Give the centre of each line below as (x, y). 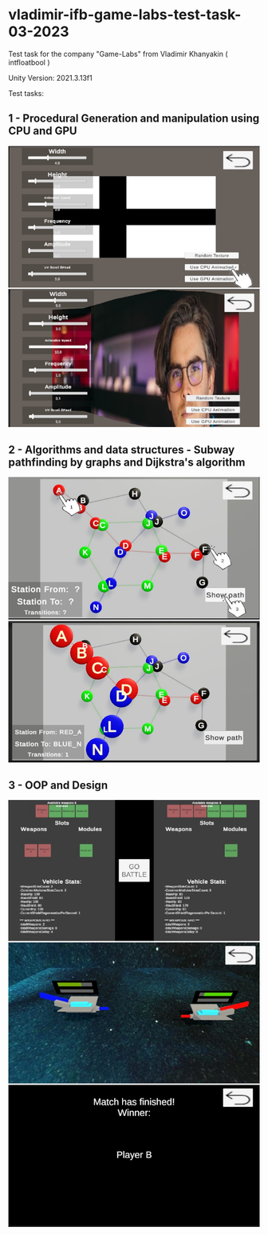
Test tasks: (26, 93)
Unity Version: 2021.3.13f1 (51, 78)
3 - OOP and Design (58, 785)
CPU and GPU (43, 131)
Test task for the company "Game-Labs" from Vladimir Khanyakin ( (118, 54)
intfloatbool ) (29, 62)
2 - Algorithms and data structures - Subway (122, 450)
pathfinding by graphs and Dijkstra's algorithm (127, 462)
